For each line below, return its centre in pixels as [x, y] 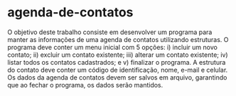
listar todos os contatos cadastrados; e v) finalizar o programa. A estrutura [117, 62]
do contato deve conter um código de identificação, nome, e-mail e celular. [118, 70]
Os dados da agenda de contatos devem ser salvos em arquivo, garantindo [117, 77]
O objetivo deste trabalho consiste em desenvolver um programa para [110, 32]
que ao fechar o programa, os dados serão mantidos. [85, 85]
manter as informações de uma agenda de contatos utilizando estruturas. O [118, 39]
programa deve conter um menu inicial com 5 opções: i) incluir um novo [113, 47]
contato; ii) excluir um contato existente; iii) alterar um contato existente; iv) [118, 55]
